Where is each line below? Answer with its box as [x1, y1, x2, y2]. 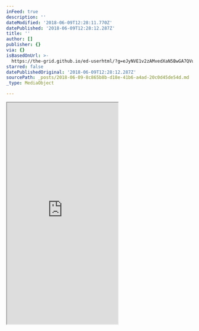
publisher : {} [6, 42, 41, 48]
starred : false [6, 63, 44, 70]
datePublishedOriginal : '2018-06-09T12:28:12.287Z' [6, 69, 136, 75]
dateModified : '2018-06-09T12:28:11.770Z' [6, 20, 113, 25]
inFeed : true [6, 8, 38, 15]
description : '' [6, 14, 46, 20]
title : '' [6, 31, 31, 37]
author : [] [6, 36, 33, 42]
